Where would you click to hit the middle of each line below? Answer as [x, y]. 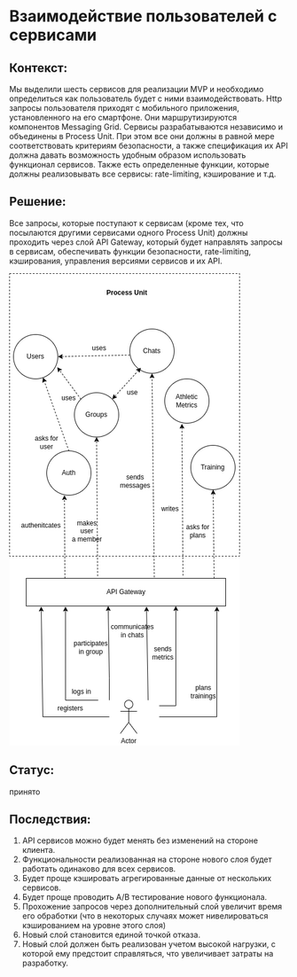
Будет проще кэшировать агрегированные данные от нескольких [147, 879]
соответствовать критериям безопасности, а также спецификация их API [148, 145]
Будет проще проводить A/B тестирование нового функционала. [145, 897]
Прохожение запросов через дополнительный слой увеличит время [152, 907]
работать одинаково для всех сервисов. [99, 869]
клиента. [39, 850]
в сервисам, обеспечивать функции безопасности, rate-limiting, [130, 251]
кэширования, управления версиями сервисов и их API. [116, 261]
